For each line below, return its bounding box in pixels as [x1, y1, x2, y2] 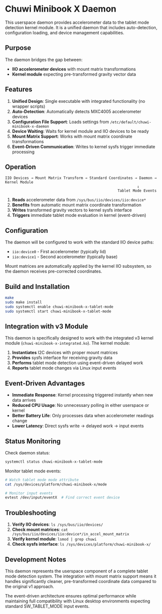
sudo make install [5, 300, 42, 305]
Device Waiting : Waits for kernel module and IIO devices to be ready [12, 128, 149, 134]
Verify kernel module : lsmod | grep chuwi [12, 536, 97, 542]
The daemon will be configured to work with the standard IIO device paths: [5, 239, 154, 245]
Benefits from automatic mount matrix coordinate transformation [12, 202, 142, 208]
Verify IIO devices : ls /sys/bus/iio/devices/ [12, 521, 103, 527]
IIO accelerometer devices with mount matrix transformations [12, 66, 136, 72]
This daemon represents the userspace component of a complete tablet [5, 568, 148, 574]
